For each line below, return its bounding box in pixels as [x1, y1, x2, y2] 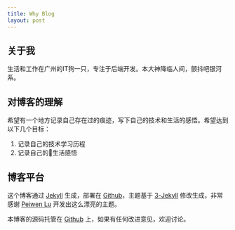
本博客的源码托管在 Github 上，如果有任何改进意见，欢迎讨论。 [7, 215, 190, 223]
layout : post [7, 17, 46, 24]
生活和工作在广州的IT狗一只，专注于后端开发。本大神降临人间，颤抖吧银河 [7, 65, 222, 73]
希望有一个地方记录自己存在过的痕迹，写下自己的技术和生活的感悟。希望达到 [7, 116, 229, 124]
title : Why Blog [7, 10, 55, 18]
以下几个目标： [7, 124, 51, 134]
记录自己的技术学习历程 [17, 140, 86, 148]
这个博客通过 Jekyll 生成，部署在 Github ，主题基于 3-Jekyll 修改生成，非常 [7, 191, 223, 199]
